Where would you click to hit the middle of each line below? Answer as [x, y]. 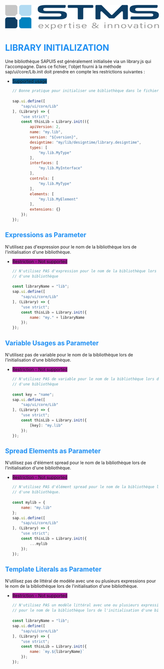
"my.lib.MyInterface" [60, 168]
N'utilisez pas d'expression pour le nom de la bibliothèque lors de [71, 246]
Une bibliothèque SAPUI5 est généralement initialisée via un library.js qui [78, 62]
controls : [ [42, 178]
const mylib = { [29, 502]
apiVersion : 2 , [45, 127]
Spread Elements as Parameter [53, 451]
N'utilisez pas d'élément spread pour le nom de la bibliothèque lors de [76, 463]
